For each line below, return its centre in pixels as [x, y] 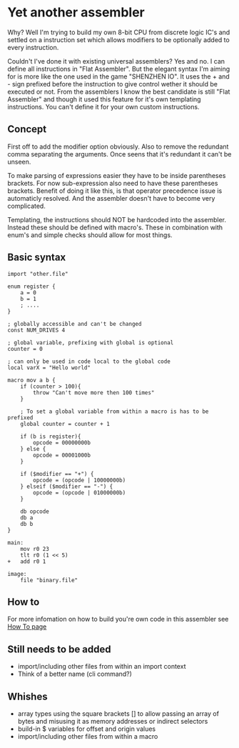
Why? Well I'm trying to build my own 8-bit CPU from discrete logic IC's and [119, 32]
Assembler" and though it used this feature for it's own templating [104, 99]
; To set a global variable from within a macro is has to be [115, 412]
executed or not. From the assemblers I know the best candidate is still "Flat [119, 91]
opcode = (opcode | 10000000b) [80, 480]
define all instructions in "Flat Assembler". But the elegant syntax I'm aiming [119, 69]
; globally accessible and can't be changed [75, 324]
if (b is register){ [51, 437]
